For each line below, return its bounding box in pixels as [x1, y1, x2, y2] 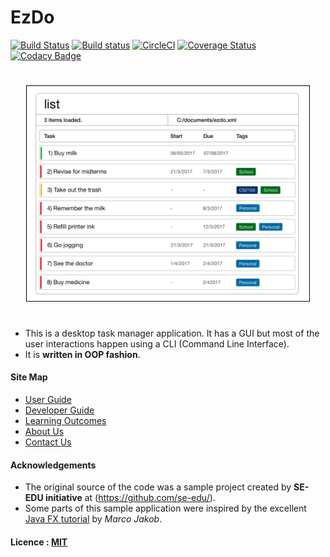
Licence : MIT [10, 536, 68, 548]
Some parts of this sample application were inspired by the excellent [24, 502, 307, 515]
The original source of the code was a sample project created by [24, 481, 292, 493]
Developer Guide [24, 404, 95, 416]
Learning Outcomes [24, 415, 107, 427]
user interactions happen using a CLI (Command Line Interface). [24, 337, 290, 350]
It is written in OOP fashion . [24, 348, 141, 360]
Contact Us [24, 436, 72, 448]
